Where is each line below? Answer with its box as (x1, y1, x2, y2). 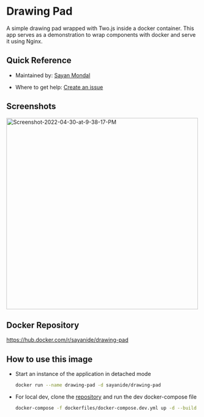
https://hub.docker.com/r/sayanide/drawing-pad (6, 336, 129, 344)
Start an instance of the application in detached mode (15, 370, 151, 378)
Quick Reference (6, 55, 72, 66)
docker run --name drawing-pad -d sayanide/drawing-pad (15, 382, 161, 388)
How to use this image (6, 354, 93, 364)
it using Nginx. (6, 37, 43, 45)
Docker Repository (6, 320, 80, 330)
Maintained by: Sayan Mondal (15, 72, 91, 79)
